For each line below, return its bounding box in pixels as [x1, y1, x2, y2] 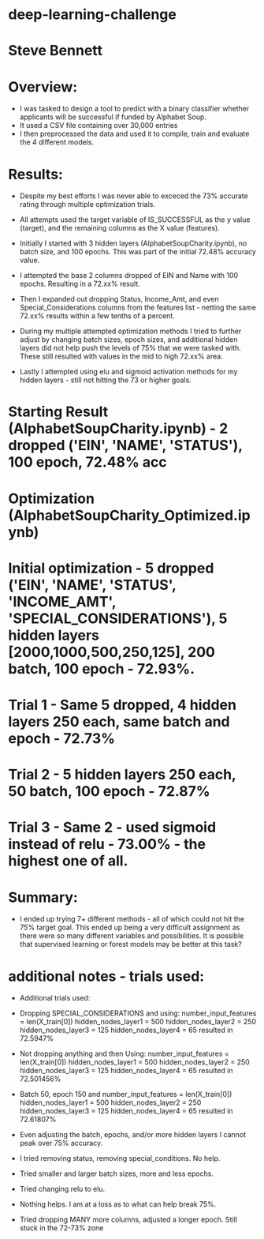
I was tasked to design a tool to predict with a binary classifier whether [19, 104, 250, 114]
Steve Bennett [8, 42, 103, 60]
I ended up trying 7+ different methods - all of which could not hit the [19, 914, 245, 924]
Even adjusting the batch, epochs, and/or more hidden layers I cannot [19, 1130, 247, 1140]
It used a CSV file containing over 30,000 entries [19, 121, 178, 130]
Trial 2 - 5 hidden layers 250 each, [8, 766, 236, 783]
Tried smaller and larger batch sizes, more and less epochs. [19, 1169, 214, 1178]
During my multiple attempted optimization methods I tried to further [19, 326, 242, 336]
